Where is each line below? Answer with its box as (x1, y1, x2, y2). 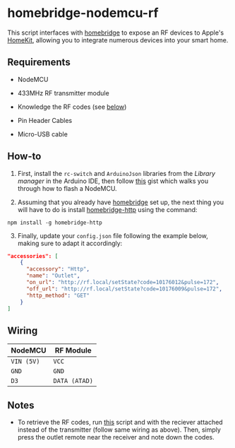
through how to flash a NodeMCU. (17, 184, 118, 192)
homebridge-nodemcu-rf (7, 5, 159, 21)
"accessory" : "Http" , (25, 266, 90, 273)
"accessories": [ (7, 252, 59, 259)
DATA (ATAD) (53, 377, 94, 385)
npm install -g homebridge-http (7, 219, 102, 226)
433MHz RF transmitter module (17, 88, 109, 97)
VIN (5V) (11, 358, 40, 365)
